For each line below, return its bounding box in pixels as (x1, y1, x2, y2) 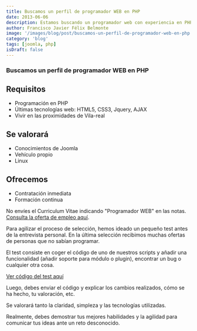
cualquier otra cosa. (6, 262, 55, 269)
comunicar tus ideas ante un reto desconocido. (6, 319, 120, 326)
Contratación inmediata (14, 190, 72, 197)
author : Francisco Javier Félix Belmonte (6, 25, 109, 31)
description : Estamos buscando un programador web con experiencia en (6, 19, 182, 25)
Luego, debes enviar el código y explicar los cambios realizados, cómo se (6, 284, 185, 291)
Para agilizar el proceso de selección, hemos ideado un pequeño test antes (6, 225, 188, 232)
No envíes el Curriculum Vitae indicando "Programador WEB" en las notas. (6, 208, 186, 215)
